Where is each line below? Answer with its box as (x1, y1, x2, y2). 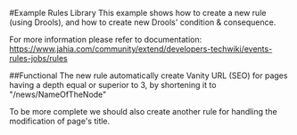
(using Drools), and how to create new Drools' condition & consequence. (9, 17, 276, 28)
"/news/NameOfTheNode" (9, 89, 107, 99)
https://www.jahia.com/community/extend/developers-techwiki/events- (9, 44, 273, 54)
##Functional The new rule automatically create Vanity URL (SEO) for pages (9, 70, 288, 81)
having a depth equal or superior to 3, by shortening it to (9, 80, 217, 90)
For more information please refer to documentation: (9, 35, 202, 44)
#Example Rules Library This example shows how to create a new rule (9, 8, 267, 18)
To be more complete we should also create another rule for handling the (9, 107, 278, 116)
